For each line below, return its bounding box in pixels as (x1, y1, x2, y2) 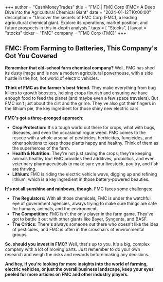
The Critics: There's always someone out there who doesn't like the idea (12, 221, 159, 227)
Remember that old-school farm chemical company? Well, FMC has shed (5, 65, 155, 70)
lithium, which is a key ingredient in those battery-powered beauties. (12, 176, 150, 182)
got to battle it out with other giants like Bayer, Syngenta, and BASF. (12, 216, 148, 222)
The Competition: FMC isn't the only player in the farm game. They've (12, 211, 154, 217)
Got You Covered (5, 52, 57, 60)
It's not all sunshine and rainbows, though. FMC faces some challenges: (5, 186, 152, 192)
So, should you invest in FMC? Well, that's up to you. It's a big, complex (5, 241, 150, 247)
